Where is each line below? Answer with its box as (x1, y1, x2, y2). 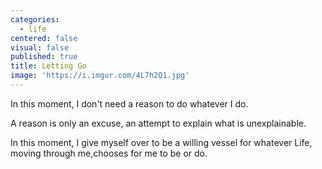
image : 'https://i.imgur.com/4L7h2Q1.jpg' (10, 71, 190, 81)
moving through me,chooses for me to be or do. (10, 147, 208, 159)
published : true (10, 52, 78, 62)
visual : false (10, 42, 70, 53)
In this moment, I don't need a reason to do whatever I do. (10, 97, 249, 110)
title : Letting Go (10, 61, 87, 71)
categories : (10, 14, 60, 25)
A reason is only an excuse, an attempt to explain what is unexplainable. (10, 117, 307, 129)
